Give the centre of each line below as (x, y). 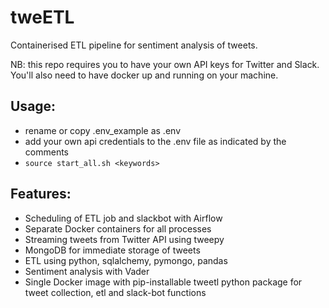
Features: (41, 194)
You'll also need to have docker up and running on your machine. (144, 75)
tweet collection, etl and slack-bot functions (115, 292)
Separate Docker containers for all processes (118, 228)
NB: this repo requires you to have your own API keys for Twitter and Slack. (165, 64)
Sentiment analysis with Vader (87, 271)
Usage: (33, 106)
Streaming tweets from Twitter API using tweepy (124, 239)
